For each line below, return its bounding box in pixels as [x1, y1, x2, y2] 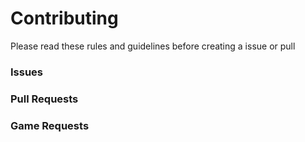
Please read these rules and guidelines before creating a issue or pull [10, 40, 296, 52]
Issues [10, 65, 44, 79]
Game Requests [10, 118, 90, 132]
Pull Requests [10, 92, 79, 106]
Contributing [10, 7, 119, 30]
